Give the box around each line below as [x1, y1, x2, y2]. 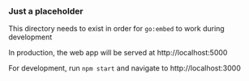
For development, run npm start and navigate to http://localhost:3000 [8, 63, 242, 73]
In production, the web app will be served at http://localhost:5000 [8, 48, 228, 58]
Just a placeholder [8, 6, 84, 17]
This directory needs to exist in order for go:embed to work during [8, 24, 225, 34]
